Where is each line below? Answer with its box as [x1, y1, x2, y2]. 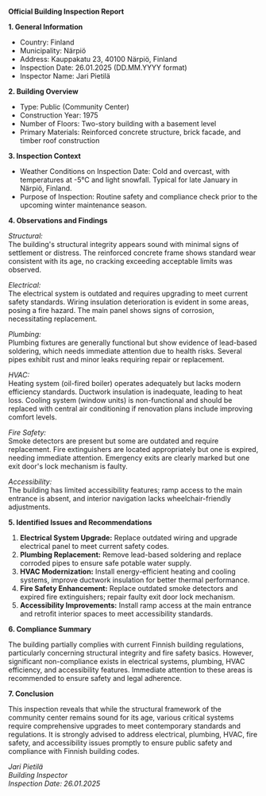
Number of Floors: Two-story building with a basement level [19, 119, 217, 128]
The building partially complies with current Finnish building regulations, [8, 640, 245, 649]
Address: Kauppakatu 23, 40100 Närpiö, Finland [19, 55, 177, 64]
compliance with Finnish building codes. [8, 747, 141, 755]
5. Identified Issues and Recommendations [8, 518, 152, 527]
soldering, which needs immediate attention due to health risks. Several [8, 346, 242, 356]
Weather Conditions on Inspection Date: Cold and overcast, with [19, 167, 230, 176]
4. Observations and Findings [8, 216, 108, 225]
